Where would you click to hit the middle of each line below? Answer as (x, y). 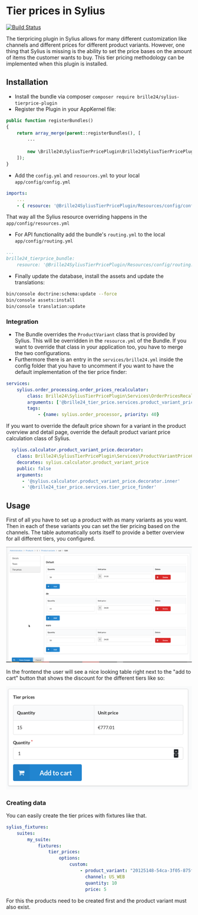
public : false (34, 468)
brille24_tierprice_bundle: (41, 259)
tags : (34, 408)
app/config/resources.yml (38, 224)
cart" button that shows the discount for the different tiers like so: (85, 678)
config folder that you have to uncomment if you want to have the (94, 365)
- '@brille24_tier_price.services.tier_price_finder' (89, 487)
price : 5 (96, 889)
